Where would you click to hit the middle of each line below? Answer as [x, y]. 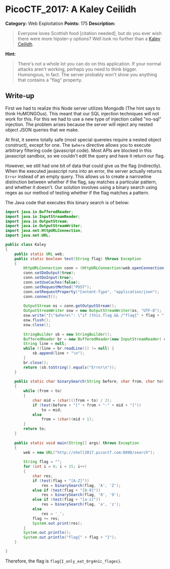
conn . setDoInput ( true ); [48, 278]
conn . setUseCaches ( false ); [52, 282]
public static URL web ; [39, 254]
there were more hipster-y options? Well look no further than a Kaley [89, 39]
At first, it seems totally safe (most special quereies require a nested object [83, 139]
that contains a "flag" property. [50, 80]
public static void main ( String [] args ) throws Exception [77, 443]
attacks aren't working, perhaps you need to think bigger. [77, 69]
